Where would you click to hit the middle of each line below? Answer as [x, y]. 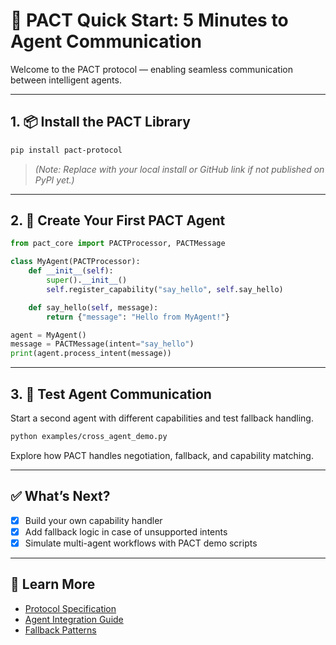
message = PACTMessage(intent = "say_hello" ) [102, 344]
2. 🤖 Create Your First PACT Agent [118, 220]
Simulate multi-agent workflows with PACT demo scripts [141, 543]
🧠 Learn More [53, 584]
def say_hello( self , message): [93, 307]
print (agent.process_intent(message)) [91, 354]
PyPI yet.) [54, 180]
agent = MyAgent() [48, 335]
